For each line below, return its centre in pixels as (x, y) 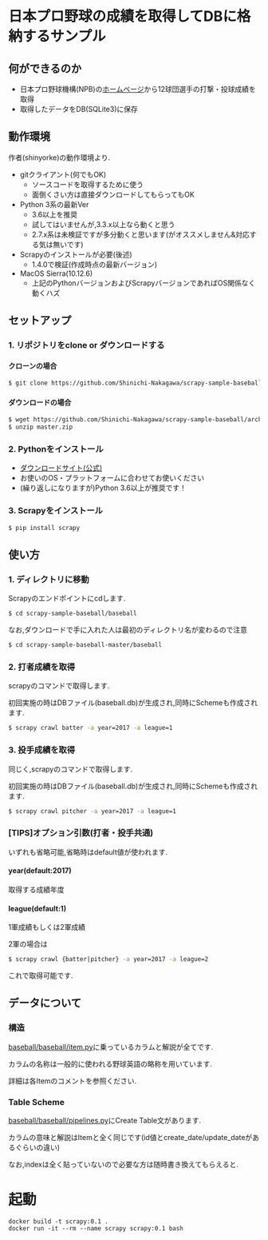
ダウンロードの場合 (40, 402)
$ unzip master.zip (41, 427)
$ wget (19, 420)
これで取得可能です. (41, 975)
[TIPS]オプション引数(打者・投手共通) (81, 833)
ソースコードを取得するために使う (87, 184)
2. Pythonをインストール (56, 449)
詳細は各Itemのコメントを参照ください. (73, 1081)
